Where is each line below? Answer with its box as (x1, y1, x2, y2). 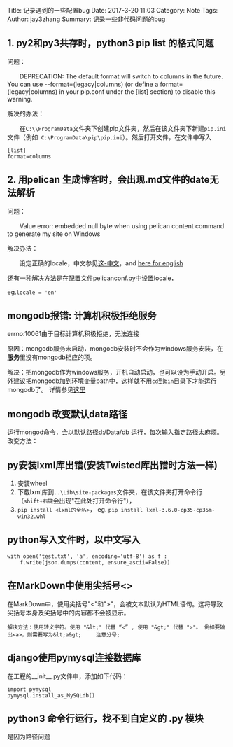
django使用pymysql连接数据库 (7, 652, 141, 664)
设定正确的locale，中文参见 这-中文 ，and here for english (19, 258, 183, 267)
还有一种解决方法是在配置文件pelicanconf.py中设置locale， (7, 274, 178, 282)
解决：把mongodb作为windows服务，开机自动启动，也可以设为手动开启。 (7, 368, 220, 377)
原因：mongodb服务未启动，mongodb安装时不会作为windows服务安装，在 (7, 344, 223, 353)
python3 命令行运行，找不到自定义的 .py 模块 (7, 713, 204, 725)
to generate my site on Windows (7, 230, 101, 238)
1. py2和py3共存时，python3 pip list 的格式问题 (7, 37, 215, 49)
